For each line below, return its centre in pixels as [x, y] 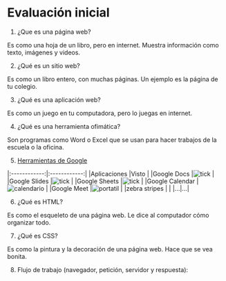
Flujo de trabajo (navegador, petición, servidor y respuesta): [103, 269]
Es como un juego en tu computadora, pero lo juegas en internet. [100, 113]
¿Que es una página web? [54, 32]
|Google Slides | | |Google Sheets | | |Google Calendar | [103, 181]
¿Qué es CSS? [37, 236]
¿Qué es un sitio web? [49, 65]
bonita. [17, 256]
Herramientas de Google [52, 160]
